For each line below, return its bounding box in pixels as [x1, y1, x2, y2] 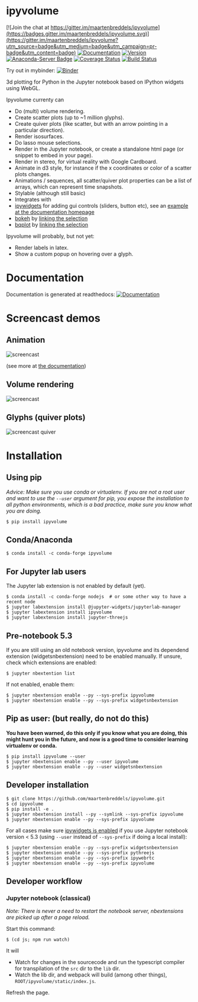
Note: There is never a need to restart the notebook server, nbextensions [6, 908, 184, 915]
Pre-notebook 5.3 [6, 631, 73, 641]
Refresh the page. [6, 989, 50, 996]
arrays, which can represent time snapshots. [14, 183, 124, 190]
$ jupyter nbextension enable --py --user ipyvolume [6, 758, 139, 765]
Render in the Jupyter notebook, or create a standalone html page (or [14, 145, 184, 152]
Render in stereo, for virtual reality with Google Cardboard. [14, 158, 158, 165]
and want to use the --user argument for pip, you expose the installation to [6, 494, 189, 502]
